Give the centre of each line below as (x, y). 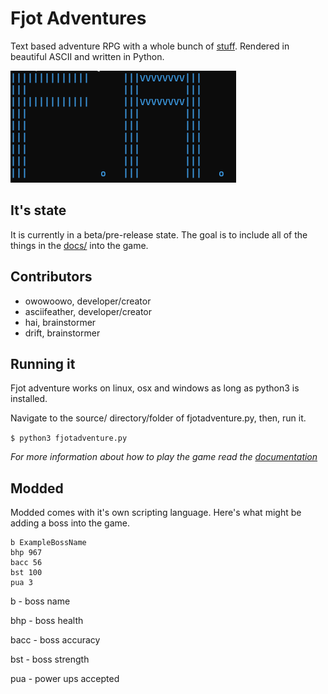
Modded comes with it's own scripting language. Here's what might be (156, 513)
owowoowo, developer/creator (88, 301)
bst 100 (26, 573)
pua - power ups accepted (65, 679)
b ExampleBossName (48, 543)
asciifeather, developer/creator (88, 311)
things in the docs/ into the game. (79, 245)
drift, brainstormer (62, 333)
